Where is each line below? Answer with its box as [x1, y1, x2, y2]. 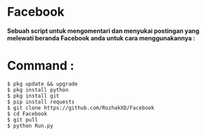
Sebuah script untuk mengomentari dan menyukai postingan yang [7, 27, 200, 35]
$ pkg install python [7, 86, 69, 93]
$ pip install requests [7, 98, 75, 105]
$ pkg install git [7, 92, 60, 99]
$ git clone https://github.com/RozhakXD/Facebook [7, 104, 155, 111]
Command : [7, 58, 75, 74]
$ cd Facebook [7, 110, 48, 117]
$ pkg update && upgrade [7, 80, 78, 87]
